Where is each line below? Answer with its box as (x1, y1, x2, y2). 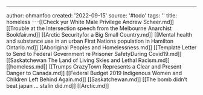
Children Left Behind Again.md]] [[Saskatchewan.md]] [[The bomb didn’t (6, 76, 187, 83)
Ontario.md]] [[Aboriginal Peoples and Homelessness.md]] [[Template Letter (6, 44, 197, 51)
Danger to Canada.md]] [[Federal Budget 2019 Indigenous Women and (6, 70, 182, 76)
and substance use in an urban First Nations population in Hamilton (6, 37, 174, 44)
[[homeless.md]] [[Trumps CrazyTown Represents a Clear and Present (6, 63, 182, 70)
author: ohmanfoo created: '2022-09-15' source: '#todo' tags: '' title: (6, 12, 177, 19)
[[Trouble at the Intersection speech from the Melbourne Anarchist (6, 25, 172, 32)
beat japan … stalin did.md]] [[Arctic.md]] (6, 82, 109, 89)
